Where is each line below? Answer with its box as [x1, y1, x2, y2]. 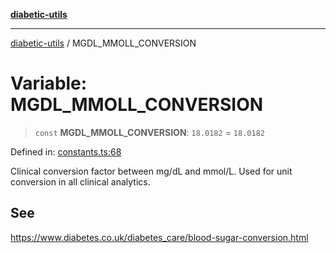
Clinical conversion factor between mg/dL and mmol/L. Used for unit [10, 165, 293, 177]
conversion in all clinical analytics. [10, 175, 151, 188]
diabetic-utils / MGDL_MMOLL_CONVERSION [10, 37, 197, 49]
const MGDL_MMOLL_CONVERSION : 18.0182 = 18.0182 [34, 126, 265, 138]
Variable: [10, 72, 88, 95]
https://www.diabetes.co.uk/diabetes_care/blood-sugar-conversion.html [10, 231, 309, 243]
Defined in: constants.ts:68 [10, 145, 122, 158]
